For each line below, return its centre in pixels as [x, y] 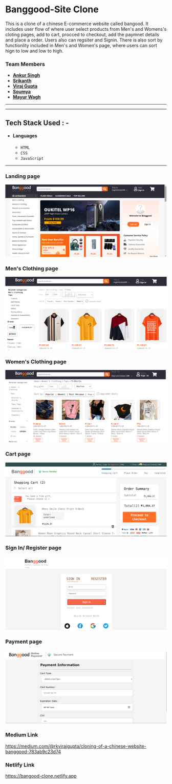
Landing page [23, 176]
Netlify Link [20, 765]
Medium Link [22, 735]
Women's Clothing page [36, 362]
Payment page [24, 642]
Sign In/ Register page [33, 548]
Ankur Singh [26, 75]
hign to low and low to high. [35, 51]
